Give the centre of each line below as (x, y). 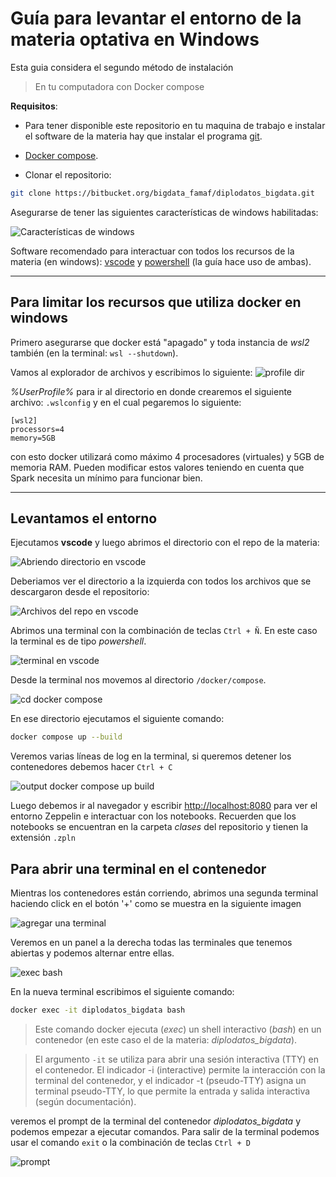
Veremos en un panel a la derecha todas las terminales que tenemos (151, 943)
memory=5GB (33, 438)
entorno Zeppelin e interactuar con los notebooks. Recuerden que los (153, 816)
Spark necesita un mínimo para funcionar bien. (106, 478)
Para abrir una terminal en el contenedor (138, 868)
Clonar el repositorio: (68, 174)
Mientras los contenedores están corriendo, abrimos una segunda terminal (164, 893)
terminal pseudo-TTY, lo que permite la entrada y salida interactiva (172, 1091)
